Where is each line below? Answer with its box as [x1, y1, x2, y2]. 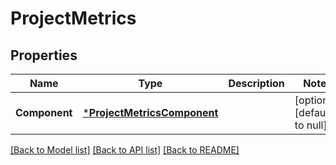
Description [228, 77, 285, 90]
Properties [10, 47, 78, 64]
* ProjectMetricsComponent [82, 106, 219, 119]
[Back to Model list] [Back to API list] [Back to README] [10, 144, 240, 156]
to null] [294, 118, 328, 132]
